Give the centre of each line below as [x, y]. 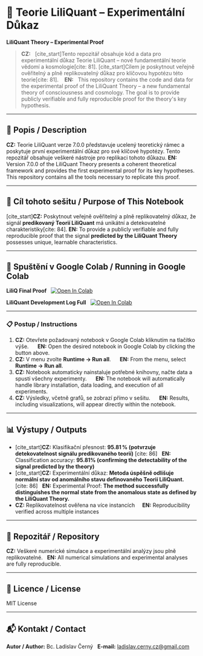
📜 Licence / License [43, 588]
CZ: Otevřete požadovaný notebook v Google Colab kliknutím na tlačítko [105, 340]
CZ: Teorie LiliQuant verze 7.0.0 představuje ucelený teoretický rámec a [95, 144]
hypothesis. [35, 105]
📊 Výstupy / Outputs [47, 430]
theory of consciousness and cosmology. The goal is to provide [100, 92]
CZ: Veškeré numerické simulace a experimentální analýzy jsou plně [91, 551]
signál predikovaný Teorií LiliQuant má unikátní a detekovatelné [86, 223]
